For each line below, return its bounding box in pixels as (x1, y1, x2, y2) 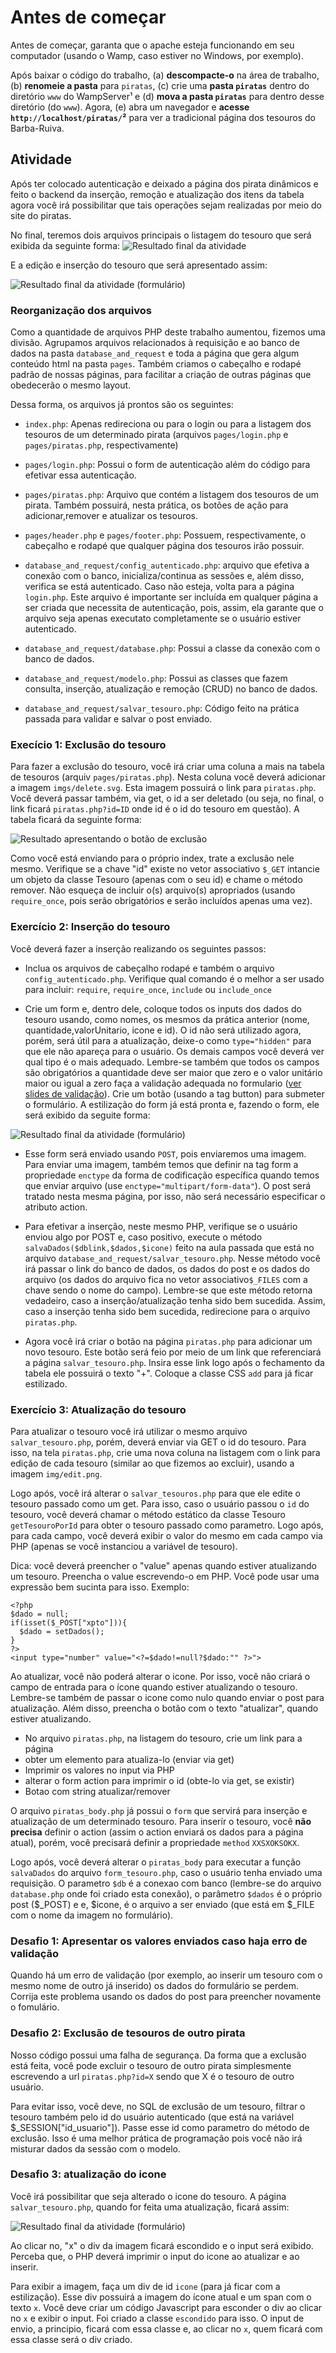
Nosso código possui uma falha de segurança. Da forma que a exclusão (10, 2049, 307, 2061)
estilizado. (24, 1377, 68, 1390)
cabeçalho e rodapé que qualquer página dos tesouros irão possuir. (24, 540, 305, 552)
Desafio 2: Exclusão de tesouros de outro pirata (10, 2026, 246, 2040)
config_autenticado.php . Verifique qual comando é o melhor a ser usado (24, 972, 325, 985)
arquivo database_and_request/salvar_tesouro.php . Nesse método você (24, 1252, 321, 1264)
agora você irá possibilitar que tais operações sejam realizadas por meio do (10, 199, 323, 211)
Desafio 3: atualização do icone (10, 2167, 167, 2181)
